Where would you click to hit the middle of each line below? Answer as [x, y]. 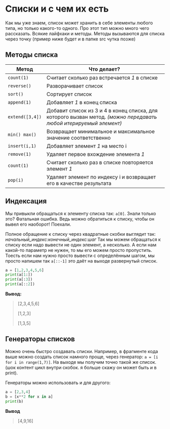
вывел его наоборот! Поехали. [38, 224]
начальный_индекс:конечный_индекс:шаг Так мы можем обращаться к [83, 239]
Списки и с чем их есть [57, 9]
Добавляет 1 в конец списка [82, 102]
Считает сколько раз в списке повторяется [100, 162]
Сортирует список [69, 94]
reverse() [19, 86]
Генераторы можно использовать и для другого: [58, 382]
